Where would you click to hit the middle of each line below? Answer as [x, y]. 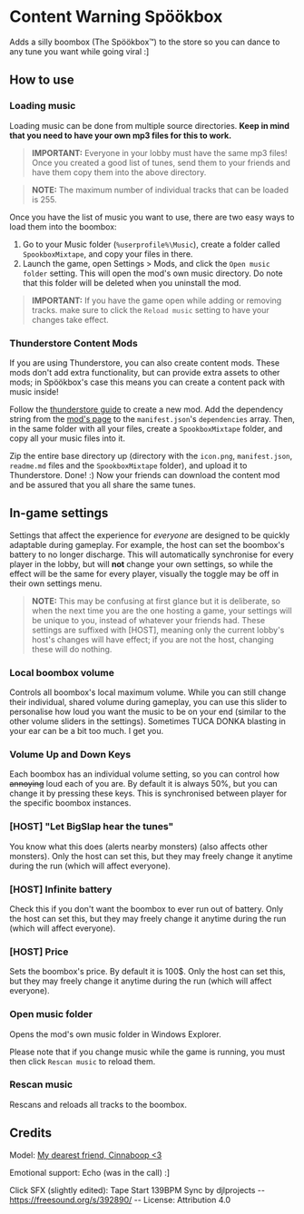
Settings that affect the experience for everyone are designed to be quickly [150, 535]
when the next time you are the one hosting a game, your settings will [162, 611]
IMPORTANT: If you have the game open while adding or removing [157, 300]
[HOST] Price [39, 952]
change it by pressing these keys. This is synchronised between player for [148, 793]
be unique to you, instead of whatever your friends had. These [148, 620]
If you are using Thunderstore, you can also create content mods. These [145, 362]
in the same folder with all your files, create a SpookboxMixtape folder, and [146, 428]
